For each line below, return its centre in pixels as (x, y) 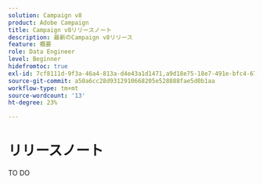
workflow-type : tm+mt (43, 88)
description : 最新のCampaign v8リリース (70, 37)
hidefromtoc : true (38, 67)
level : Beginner (34, 60)
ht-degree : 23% (33, 103)
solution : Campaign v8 (45, 15)
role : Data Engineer (42, 52)
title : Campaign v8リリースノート (60, 30)
